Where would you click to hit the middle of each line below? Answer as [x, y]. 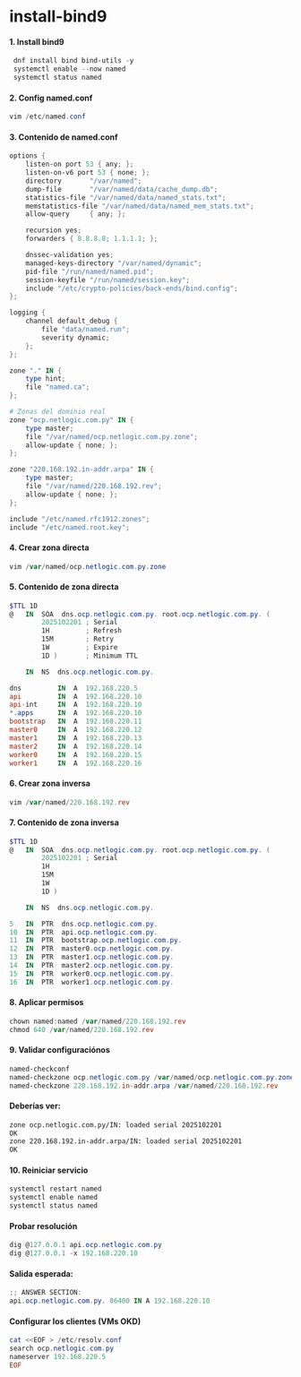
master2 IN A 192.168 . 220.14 [76, 746]
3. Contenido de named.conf [64, 137]
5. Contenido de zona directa [64, 587]
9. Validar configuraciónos [60, 1050]
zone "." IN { [36, 370]
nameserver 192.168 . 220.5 [57, 1356]
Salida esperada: [41, 1273]
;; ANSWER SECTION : [46, 1293]
